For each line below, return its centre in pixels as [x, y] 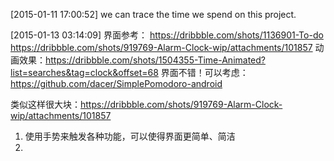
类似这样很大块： [45, 104]
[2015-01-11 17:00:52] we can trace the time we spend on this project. [153, 14]
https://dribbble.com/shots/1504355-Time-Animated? [155, 60]
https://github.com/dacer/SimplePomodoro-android [116, 83]
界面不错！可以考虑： [204, 72]
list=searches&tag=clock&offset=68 [84, 72]
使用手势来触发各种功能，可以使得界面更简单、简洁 [130, 136]
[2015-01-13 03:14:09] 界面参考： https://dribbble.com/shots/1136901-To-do [167, 35]
